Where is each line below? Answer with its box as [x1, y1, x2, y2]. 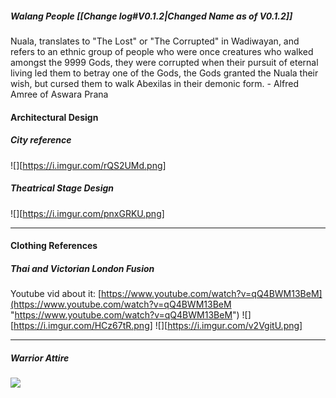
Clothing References [10, 240, 98, 252]
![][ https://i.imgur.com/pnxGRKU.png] [10, 207, 165, 219]
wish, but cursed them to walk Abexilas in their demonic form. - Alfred [10, 77, 299, 89]
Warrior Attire [10, 352, 70, 364]
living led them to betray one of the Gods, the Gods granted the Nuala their [10, 67, 319, 79]
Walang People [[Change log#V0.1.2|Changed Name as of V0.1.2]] [10, 10, 293, 22]
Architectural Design [10, 111, 99, 123]
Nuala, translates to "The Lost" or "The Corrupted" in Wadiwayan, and [10, 35, 300, 47]
